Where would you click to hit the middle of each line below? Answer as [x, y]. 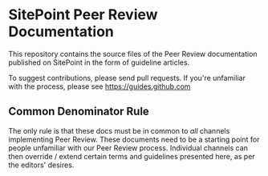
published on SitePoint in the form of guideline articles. [99, 62]
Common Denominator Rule [79, 112]
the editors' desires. [41, 165]
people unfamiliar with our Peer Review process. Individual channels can [128, 148]
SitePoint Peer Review [83, 15]
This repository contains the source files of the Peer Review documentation [133, 54]
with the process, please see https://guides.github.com [99, 86]
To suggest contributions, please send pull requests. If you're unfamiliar [127, 78]
